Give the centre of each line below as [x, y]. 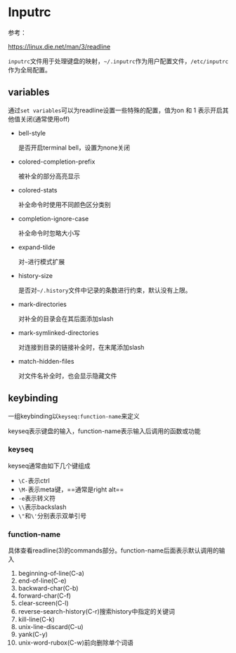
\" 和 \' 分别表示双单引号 [52, 515]
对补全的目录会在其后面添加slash [66, 318]
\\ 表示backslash [42, 507]
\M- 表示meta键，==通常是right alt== [71, 489]
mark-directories [42, 304]
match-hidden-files [46, 361]
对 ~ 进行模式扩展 [41, 261]
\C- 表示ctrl [34, 480]
